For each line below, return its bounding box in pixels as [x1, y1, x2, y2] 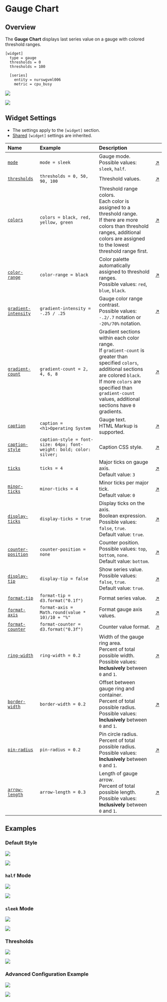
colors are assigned [99, 235, 145, 242]
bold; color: [60, 446, 91, 452]
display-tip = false [39, 576, 88, 582]
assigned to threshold [99, 268, 150, 275]
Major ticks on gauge [99, 458, 148, 465]
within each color [99, 334, 139, 341]
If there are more [99, 216, 138, 223]
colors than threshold [99, 223, 149, 230]
